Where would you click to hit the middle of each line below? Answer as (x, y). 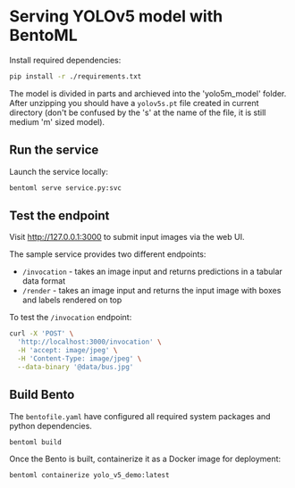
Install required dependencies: (65, 60)
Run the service (54, 150)
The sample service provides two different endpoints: (108, 254)
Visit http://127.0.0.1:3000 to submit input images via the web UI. (127, 237)
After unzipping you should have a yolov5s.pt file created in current (134, 103)
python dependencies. (51, 426)
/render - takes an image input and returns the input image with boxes (152, 291)
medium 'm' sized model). (57, 121)
